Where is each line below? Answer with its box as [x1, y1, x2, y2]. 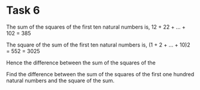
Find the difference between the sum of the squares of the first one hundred [6, 70, 195, 77]
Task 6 [6, 4, 40, 17]
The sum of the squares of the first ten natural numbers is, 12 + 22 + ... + [6, 23, 186, 30]
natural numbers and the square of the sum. [6, 77, 115, 84]
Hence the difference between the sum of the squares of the [6, 59, 156, 66]
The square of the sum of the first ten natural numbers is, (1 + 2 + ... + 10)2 [6, 41, 190, 48]
